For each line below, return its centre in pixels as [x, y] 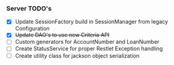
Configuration [32, 29]
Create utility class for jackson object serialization [77, 55]
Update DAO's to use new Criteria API [62, 35]
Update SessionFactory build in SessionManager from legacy [92, 22]
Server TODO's [29, 9]
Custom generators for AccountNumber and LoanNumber [87, 42]
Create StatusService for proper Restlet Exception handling [89, 49]
